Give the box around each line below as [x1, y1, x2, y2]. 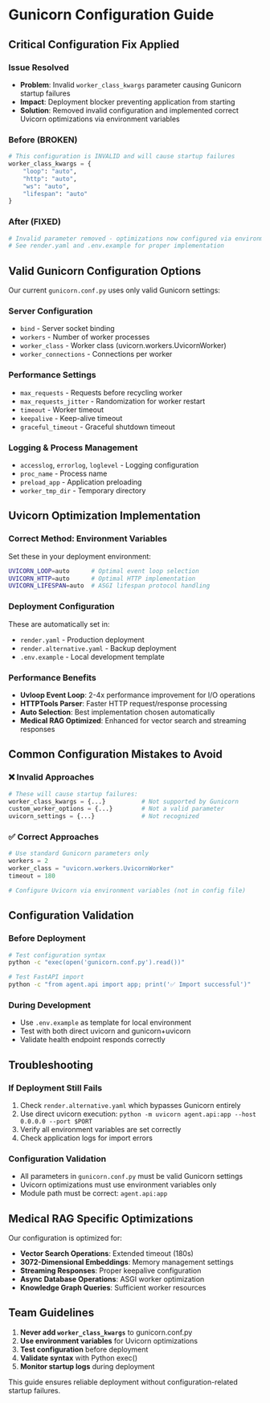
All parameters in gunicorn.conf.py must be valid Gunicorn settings [19, 1172, 243, 1181]
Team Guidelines [8, 1306, 95, 1319]
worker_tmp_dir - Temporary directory [19, 486, 146, 496]
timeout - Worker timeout [19, 404, 104, 415]
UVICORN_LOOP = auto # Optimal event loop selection [8, 567, 199, 575]
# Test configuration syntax [8, 951, 106, 959]
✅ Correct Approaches [8, 832, 99, 843]
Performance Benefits [8, 672, 96, 683]
